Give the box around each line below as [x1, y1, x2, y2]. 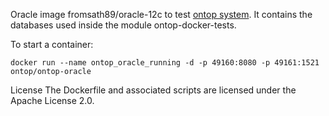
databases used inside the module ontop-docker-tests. [10, 19, 237, 31]
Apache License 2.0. [10, 95, 95, 106]
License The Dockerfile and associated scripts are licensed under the [10, 84, 297, 96]
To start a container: [10, 39, 94, 50]
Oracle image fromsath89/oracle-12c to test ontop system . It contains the [10, 9, 313, 20]
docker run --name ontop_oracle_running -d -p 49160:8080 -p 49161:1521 [10, 58, 320, 68]
